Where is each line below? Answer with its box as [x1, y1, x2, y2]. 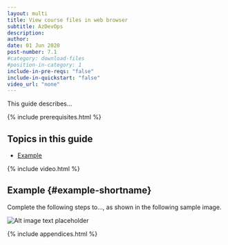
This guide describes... [7, 99, 73, 108]
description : [7, 29, 45, 37]
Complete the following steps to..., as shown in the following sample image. [7, 203, 222, 211]
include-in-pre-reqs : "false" [7, 68, 95, 75]
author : [7, 36, 30, 43]
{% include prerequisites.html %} [7, 113, 102, 121]
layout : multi [7, 10, 48, 17]
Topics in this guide [7, 133, 93, 145]
